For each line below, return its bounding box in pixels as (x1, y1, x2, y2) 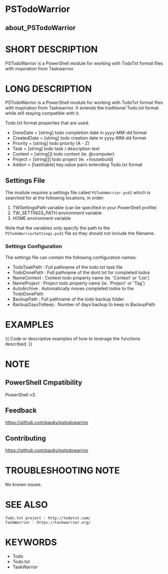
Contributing (5, 434, 46, 443)
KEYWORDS (5, 537, 57, 548)
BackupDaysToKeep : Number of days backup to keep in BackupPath (12, 301, 155, 307)
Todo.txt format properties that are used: (5, 120, 90, 126)
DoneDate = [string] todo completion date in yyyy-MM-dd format (12, 129, 147, 136)
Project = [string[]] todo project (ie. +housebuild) (12, 157, 114, 163)
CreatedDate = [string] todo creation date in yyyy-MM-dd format (12, 135, 146, 141)
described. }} (5, 341, 33, 347)
